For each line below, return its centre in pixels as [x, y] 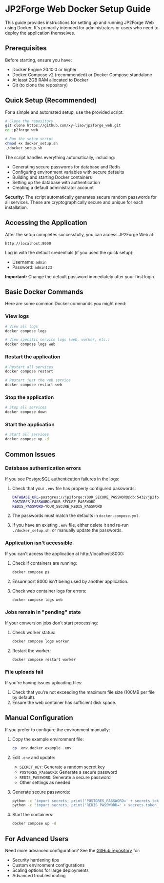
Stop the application [30, 397]
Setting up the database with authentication [56, 182]
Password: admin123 [32, 267]
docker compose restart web [34, 385]
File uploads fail [24, 672]
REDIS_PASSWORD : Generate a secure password [65, 777]
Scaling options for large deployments [50, 870]
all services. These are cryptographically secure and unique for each [74, 202]
